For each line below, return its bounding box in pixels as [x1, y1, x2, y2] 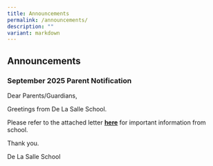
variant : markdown [7, 29, 60, 37]
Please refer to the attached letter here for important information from [7, 118, 206, 127]
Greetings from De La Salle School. [7, 104, 107, 113]
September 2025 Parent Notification [7, 75, 132, 85]
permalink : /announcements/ [7, 17, 89, 24]
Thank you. [7, 139, 39, 147]
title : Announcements [7, 10, 70, 17]
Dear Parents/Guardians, [7, 91, 77, 100]
